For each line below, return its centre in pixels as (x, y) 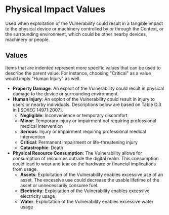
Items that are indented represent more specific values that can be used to (83, 67)
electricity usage (38, 196)
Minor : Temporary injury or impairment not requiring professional (88, 121)
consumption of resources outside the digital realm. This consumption (86, 158)
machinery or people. (28, 40)
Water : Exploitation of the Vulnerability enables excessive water (87, 201)
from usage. (25, 169)
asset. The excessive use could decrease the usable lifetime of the (90, 180)
